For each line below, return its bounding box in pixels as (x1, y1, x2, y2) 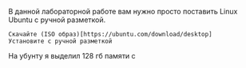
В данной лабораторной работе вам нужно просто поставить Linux (8, 7, 238, 16)
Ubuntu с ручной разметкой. (8, 15, 106, 25)
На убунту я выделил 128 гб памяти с (8, 51, 136, 60)
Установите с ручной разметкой (8, 37, 113, 45)
